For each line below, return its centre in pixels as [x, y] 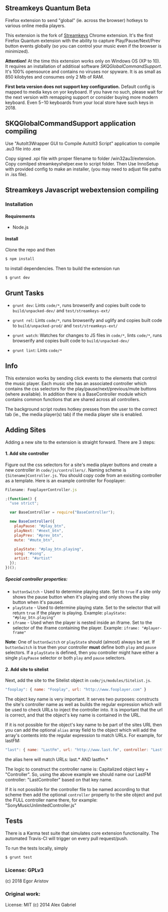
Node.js [20, 227]
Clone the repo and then [30, 250]
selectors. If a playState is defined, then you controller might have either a [82, 652]
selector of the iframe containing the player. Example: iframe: [76, 627]
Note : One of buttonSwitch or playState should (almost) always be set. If [80, 641]
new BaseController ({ [32, 521]
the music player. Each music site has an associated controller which [76, 383]
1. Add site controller [27, 453]
